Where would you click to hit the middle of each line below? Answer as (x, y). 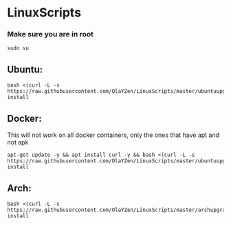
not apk (18, 142)
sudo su (18, 49)
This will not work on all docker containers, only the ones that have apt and (113, 135)
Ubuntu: (25, 69)
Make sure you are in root (51, 34)
